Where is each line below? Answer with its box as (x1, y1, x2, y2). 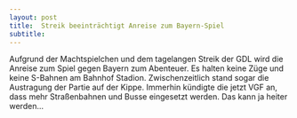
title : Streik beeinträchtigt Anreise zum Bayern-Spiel (9, 21, 225, 30)
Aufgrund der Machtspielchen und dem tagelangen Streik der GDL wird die (9, 54, 284, 65)
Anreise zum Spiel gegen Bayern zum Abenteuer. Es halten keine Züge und (9, 63, 285, 74)
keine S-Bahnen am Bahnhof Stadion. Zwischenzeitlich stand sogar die (9, 73, 269, 83)
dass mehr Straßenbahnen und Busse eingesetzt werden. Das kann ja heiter (9, 91, 288, 102)
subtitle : (9, 29, 46, 38)
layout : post (9, 12, 58, 22)
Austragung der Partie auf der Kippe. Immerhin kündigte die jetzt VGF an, (9, 82, 278, 93)
